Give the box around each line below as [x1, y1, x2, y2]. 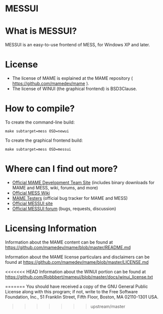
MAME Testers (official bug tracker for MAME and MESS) [12, 195, 128, 201]
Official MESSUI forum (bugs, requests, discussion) [12, 205, 116, 212]
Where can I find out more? [5, 163, 118, 175]
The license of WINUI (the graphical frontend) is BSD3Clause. [12, 86, 137, 92]
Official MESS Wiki [12, 190, 50, 196]
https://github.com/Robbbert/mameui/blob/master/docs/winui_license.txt [5, 274, 153, 280]
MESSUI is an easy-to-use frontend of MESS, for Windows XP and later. [5, 42, 150, 48]
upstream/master [90, 303, 126, 309]
